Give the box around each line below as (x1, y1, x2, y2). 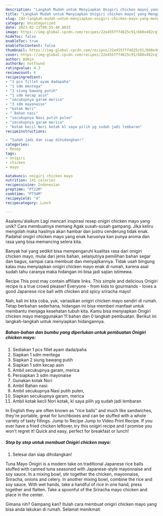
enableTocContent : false (5, 43, 56, 48)
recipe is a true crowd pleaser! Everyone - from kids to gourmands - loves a (5, 283, 157, 289)
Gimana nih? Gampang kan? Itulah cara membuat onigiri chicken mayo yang (5, 501, 157, 507)
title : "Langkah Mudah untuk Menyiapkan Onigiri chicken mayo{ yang (5, 12, 147, 16)
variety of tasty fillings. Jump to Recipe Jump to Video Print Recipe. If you (5, 418, 153, 424)
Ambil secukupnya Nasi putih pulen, (12, 388, 84, 394)
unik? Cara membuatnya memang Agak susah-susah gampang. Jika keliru (5, 223, 154, 229)
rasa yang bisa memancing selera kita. (5, 239, 82, 244)
